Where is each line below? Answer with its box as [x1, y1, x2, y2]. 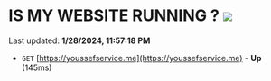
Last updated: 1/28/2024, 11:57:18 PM [8, 35, 151, 46]
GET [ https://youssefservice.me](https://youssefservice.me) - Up [21, 52, 262, 63]
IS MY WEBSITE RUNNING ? [8, 5, 220, 26]
